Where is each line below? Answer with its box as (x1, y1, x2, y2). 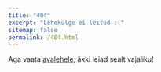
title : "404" (8, 11, 51, 20)
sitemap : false (8, 26, 58, 34)
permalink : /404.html (8, 33, 79, 41)
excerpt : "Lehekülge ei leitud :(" (8, 19, 125, 27)
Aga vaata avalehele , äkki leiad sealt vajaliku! (8, 55, 155, 64)
